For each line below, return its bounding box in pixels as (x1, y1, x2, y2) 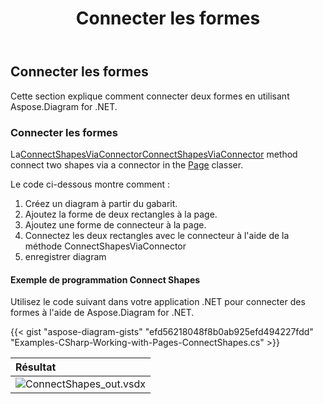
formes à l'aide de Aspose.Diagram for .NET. (10, 307, 195, 319)
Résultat (15, 360, 57, 374)
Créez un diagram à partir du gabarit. (24, 197, 178, 209)
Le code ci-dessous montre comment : (10, 178, 170, 190)
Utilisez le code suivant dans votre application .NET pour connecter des (10, 296, 306, 308)
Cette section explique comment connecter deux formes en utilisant (10, 90, 290, 102)
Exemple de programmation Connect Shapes (10, 273, 201, 286)
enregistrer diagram (24, 250, 107, 262)
